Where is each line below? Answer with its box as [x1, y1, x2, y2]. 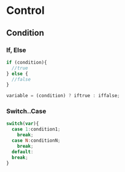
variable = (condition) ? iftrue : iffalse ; [6, 93, 120, 99]
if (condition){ [6, 59, 47, 65]
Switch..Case [6, 107, 46, 115]
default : [11, 148, 34, 154]
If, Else [6, 46, 27, 54]
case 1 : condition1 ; [11, 126, 61, 133]
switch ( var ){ [6, 121, 39, 127]
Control [6, 4, 45, 18]
